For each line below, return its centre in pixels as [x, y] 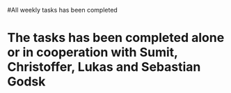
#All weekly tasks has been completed [63, 10]
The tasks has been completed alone [116, 38]
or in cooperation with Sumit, [93, 53]
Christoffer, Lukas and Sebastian [104, 67]
